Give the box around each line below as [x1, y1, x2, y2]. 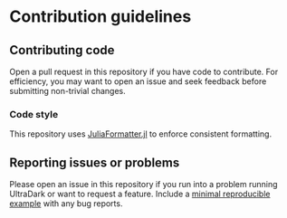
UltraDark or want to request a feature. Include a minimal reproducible [9, 188, 271, 200]
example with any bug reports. [9, 198, 123, 209]
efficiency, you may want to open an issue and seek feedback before [9, 76, 267, 87]
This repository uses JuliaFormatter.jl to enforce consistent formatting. [9, 128, 273, 139]
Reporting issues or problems [9, 155, 180, 170]
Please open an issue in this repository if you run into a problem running [9, 179, 278, 190]
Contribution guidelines [9, 6, 192, 27]
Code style [9, 108, 59, 120]
